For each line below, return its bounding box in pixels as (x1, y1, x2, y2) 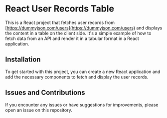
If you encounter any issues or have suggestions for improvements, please (5, 101, 159, 107)
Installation (5, 55, 41, 64)
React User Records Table (5, 3, 115, 14)
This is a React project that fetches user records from (5, 19, 115, 25)
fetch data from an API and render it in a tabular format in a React (5, 35, 140, 41)
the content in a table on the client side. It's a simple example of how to (5, 30, 152, 36)
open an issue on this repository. (5, 107, 72, 113)
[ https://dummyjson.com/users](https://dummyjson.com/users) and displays (5, 24, 163, 30)
